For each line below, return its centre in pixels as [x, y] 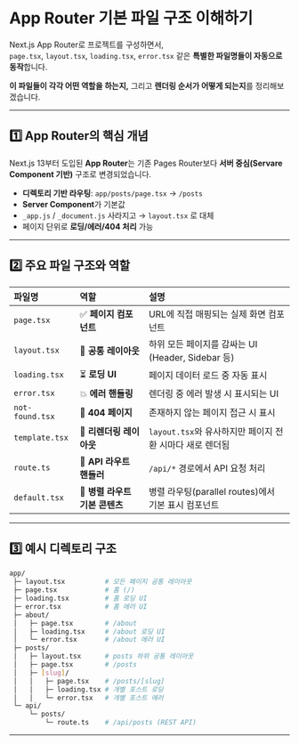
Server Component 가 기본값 [74, 204]
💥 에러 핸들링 [106, 393]
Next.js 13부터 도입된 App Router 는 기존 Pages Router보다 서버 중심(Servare [146, 163]
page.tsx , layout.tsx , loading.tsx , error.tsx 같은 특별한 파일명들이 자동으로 [146, 55]
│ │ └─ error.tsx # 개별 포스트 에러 [89, 698]
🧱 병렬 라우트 [105, 491]
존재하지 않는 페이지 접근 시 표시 [212, 412]
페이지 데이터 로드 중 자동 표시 [208, 376]
